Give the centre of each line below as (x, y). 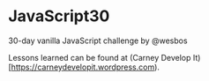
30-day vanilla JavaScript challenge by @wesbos (98, 40)
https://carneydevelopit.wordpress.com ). (86, 67)
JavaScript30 (59, 16)
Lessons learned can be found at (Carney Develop (100, 57)
